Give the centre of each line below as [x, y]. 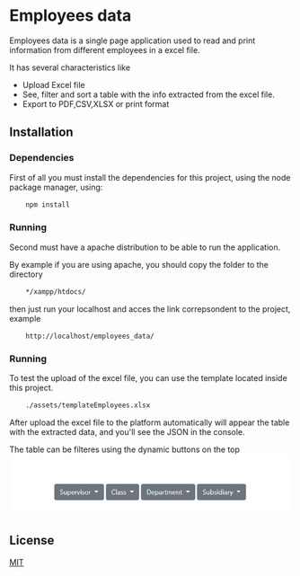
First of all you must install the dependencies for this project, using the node [150, 177]
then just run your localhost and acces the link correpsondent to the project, [150, 309]
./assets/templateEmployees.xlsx [88, 405]
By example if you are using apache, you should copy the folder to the [139, 264]
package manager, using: [56, 187]
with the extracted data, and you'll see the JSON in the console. [127, 431]
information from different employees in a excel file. [105, 49]
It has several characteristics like [70, 67]
